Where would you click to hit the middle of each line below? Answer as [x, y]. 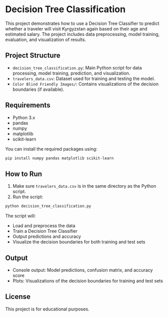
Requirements [28, 105]
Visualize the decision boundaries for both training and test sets [79, 242]
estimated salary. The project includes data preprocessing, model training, [82, 34]
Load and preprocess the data [44, 226]
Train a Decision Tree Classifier [45, 231]
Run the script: [28, 197]
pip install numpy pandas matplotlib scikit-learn [60, 158]
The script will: [21, 216]
